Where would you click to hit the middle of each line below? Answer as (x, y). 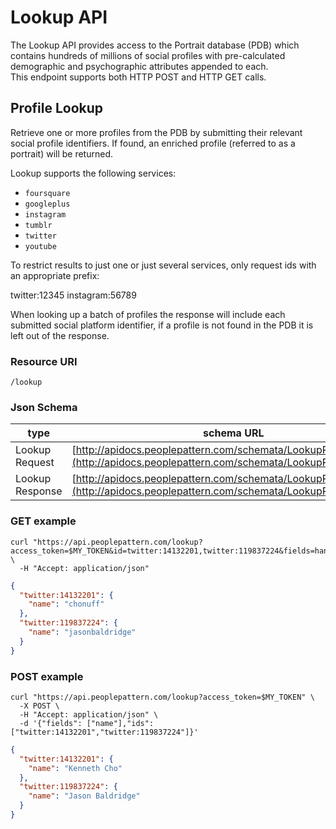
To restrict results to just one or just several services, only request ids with (163, 265)
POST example (47, 676)
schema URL (234, 433)
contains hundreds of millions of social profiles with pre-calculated (148, 55)
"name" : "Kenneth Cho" (75, 768)
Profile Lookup (57, 108)
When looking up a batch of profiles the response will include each (148, 314)
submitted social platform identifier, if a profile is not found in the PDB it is (162, 325)
